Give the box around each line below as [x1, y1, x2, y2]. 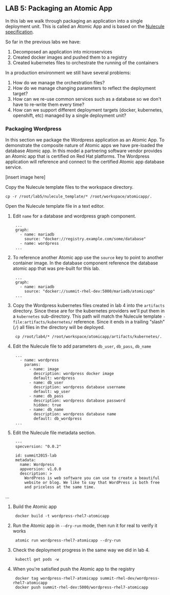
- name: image [29, 367, 59, 372]
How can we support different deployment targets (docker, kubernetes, [12, 106, 163, 113]
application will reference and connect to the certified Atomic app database [5, 159, 165, 165]
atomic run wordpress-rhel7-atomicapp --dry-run [15, 538, 121, 543]
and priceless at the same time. [24, 484, 96, 490]
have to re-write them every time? [12, 101, 84, 107]
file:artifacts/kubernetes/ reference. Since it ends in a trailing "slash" [12, 319, 165, 325]
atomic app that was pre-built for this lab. [12, 265, 100, 272]
